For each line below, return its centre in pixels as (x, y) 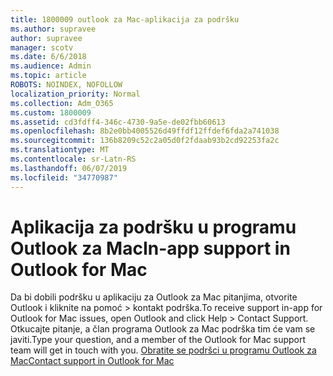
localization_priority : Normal (75, 94)
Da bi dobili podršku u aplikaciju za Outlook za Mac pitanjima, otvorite (154, 297)
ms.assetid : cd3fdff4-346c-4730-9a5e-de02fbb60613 (118, 122)
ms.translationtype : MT (60, 150)
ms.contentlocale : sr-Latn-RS (73, 159)
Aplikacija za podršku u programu (153, 227)
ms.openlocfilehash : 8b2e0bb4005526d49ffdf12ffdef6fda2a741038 (145, 131)
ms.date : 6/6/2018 (48, 57)
